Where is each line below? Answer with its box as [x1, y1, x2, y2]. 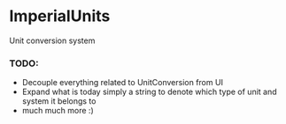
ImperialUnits [9, 6, 111, 26]
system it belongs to [21, 96, 97, 106]
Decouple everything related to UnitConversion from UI [21, 77, 224, 88]
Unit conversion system [9, 35, 96, 46]
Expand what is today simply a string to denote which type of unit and [21, 86, 277, 98]
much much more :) [21, 106, 95, 116]
